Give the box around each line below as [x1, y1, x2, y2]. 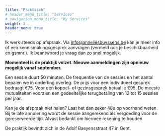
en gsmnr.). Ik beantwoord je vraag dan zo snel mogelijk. [5, 50, 121, 56]
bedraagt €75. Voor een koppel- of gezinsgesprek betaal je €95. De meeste [5, 85, 160, 91]
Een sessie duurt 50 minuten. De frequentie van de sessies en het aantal [5, 74, 154, 80]
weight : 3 [5, 21, 26, 26]
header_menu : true [5, 26, 43, 31]
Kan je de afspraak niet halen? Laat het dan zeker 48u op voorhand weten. [5, 105, 158, 111]
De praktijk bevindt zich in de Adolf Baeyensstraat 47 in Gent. [5, 125, 131, 132]
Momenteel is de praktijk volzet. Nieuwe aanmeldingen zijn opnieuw [5, 60, 149, 66]
